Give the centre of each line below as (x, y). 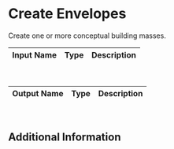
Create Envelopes (67, 14)
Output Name (38, 93)
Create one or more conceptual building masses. (87, 35)
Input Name (35, 54)
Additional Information (65, 138)
